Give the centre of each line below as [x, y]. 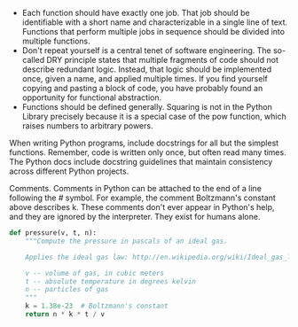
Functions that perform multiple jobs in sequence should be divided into [153, 31]
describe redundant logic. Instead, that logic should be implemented [147, 69]
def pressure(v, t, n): [53, 233]
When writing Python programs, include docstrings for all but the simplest [144, 143]
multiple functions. [56, 41]
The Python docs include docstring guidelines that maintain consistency [141, 162]
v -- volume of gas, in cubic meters [95, 273]
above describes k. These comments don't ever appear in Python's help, [142, 207]
